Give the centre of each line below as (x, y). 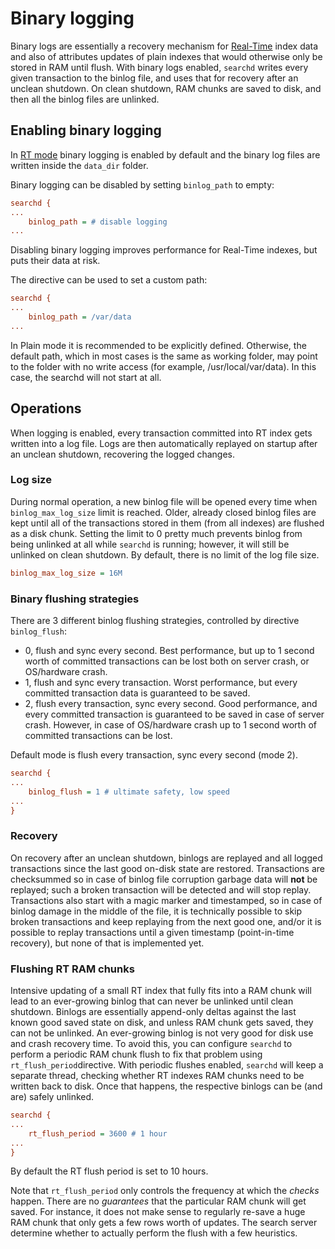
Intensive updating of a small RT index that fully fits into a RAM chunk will (161, 990)
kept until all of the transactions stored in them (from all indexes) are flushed (167, 523)
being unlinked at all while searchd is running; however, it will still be (150, 544)
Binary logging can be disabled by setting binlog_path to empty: (142, 184)
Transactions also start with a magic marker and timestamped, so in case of (166, 900)
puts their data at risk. (55, 261)
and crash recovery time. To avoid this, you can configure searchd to (151, 1043)
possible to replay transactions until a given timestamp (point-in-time (152, 932)
